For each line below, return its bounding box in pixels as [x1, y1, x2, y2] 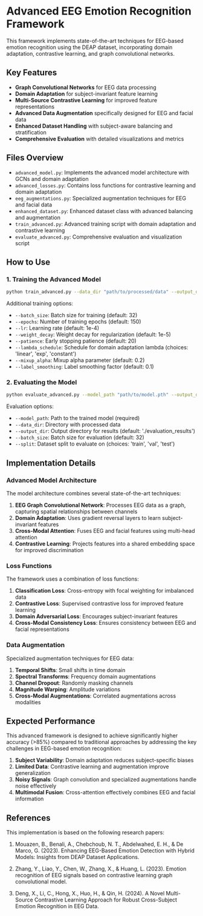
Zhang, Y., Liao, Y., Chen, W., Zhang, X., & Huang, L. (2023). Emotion [14, 865, 187, 872]
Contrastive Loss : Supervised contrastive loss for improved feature [14, 600, 184, 607]
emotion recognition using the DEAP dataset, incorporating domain [6, 44, 173, 51]
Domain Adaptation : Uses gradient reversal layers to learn [14, 514, 161, 521]
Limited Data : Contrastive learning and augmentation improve [14, 763, 169, 770]
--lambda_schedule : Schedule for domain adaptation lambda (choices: [14, 344, 188, 351]
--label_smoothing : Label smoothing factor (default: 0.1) [14, 363, 154, 371]
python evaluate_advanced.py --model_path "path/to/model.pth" [6, 392, 169, 398]
